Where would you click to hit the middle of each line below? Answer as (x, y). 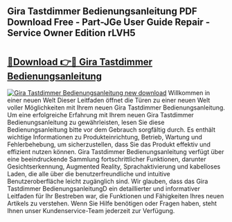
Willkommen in (189, 93)
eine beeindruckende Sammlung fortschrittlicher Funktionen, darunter (107, 159)
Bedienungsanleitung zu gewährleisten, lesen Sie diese (86, 122)
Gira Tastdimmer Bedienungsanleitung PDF (102, 11)
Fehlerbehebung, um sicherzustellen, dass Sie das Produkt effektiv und (109, 144)
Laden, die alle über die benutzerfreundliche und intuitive (89, 174)
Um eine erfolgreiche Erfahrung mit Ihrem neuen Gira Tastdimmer (100, 115)
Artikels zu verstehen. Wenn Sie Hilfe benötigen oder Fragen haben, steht (112, 203)
